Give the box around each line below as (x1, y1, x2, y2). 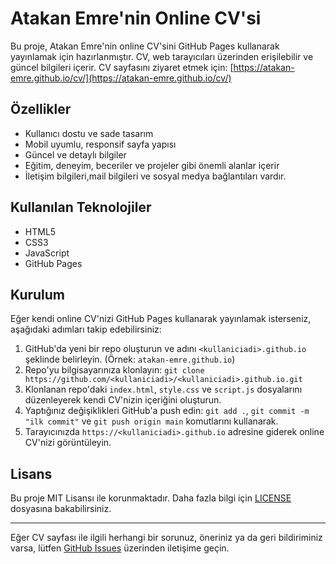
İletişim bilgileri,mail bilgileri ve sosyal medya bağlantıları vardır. (24, 170, 287, 182)
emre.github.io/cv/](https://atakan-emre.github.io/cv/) (10, 72, 232, 84)
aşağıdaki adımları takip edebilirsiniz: (10, 323, 162, 336)
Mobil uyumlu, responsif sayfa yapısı (24, 138, 177, 150)
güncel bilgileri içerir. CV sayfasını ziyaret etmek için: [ (10, 61, 234, 73)
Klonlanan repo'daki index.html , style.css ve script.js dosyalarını (24, 383, 303, 396)
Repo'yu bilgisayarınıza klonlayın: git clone (24, 364, 205, 376)
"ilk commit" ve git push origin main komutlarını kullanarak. (24, 415, 279, 427)
